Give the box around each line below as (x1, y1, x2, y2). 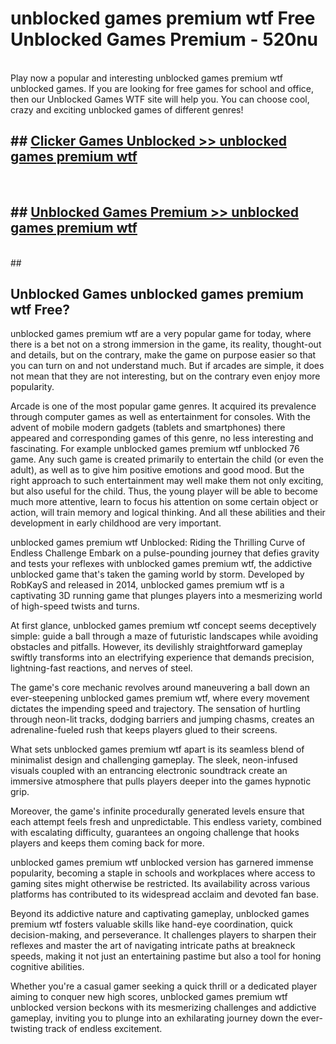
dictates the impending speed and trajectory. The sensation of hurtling (10, 703, 301, 715)
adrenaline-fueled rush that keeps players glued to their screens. (10, 724, 278, 736)
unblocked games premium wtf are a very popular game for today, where (10, 328, 312, 340)
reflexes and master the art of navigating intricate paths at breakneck (10, 940, 296, 952)
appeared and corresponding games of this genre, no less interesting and (10, 432, 314, 444)
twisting (10, 1023, 43, 1035)
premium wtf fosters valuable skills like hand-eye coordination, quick (10, 918, 294, 931)
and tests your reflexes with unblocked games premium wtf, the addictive (10, 558, 313, 570)
